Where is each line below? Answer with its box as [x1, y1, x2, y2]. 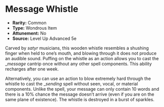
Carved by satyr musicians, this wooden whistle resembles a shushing [5, 45, 149, 51]
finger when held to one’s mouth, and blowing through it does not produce [5, 50, 157, 56]
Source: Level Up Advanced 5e [12, 36, 77, 41]
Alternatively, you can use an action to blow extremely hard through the [5, 75, 151, 81]
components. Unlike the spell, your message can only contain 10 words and [5, 86, 160, 92]
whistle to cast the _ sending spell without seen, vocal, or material [5, 80, 138, 87]
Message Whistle [5, 3, 78, 15]
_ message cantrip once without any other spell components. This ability [5, 61, 152, 67]
